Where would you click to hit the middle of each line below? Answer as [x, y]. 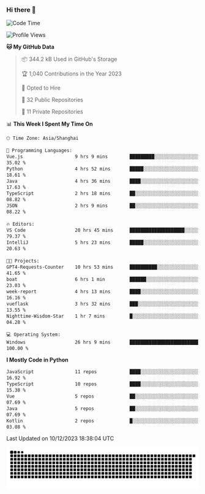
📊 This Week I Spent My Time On [50, 124]
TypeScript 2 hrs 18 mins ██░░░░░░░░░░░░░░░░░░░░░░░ [102, 194]
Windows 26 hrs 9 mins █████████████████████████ [102, 342]
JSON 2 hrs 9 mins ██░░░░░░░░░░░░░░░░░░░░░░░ [102, 206]
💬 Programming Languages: [39, 151]
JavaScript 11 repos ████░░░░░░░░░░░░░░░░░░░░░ [102, 372]
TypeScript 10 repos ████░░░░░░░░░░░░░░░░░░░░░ [102, 384]
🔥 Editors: [20, 224]
